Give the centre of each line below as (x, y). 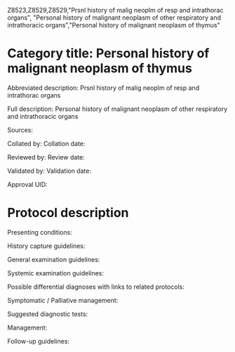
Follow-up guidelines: (39, 341)
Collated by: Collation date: (46, 143)
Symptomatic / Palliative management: (63, 300)
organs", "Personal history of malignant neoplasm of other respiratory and (114, 18)
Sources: (20, 130)
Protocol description (68, 213)
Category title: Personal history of (108, 54)
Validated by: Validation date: (49, 171)
